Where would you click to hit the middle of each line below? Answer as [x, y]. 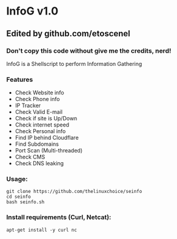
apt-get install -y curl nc [42, 230]
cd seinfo [19, 197]
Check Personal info [40, 131]
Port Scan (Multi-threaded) [49, 151]
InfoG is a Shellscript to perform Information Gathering [74, 64]
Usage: [17, 179]
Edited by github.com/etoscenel [68, 34]
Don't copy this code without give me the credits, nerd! [89, 51]
